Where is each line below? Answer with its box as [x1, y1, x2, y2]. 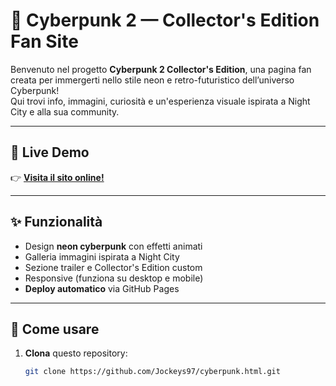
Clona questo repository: [24, 347, 128, 359]
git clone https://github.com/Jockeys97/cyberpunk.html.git [24, 367, 281, 377]
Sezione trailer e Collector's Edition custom [24, 261, 203, 273]
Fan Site [10, 30, 79, 53]
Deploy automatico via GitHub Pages [24, 282, 180, 294]
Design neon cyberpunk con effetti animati [24, 240, 203, 252]
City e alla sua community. [10, 105, 120, 118]
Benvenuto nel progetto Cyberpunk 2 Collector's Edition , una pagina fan [10, 63, 312, 75]
